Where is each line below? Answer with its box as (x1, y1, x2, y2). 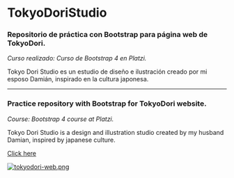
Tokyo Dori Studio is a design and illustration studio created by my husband (7, 128, 224, 136)
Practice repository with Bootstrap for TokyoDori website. (7, 99, 207, 108)
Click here (7, 149, 37, 157)
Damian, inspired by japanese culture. (7, 136, 116, 144)
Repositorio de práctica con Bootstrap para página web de (7, 30, 208, 40)
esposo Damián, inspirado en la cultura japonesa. (7, 75, 149, 83)
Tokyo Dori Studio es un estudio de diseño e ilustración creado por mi (7, 67, 208, 76)
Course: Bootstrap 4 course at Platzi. (7, 115, 114, 123)
